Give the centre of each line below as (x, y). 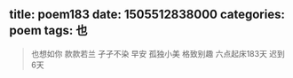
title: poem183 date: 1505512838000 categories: (147, 15)
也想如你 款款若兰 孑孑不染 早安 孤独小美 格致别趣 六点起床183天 (149, 53)
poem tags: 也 (48, 31)
